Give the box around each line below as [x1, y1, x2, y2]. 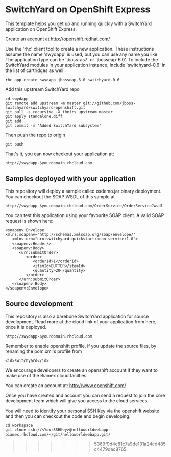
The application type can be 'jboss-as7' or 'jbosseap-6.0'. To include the [5, 56, 158, 62]
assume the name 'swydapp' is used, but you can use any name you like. [5, 51, 159, 57]
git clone [5, 427, 27, 432]
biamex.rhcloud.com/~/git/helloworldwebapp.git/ [5, 431, 111, 437]
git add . [5, 118, 27, 124]
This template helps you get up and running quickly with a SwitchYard [5, 20, 152, 27]
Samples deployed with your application [5, 175, 136, 183]
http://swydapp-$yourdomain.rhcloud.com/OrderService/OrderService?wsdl [5, 203, 163, 208]
